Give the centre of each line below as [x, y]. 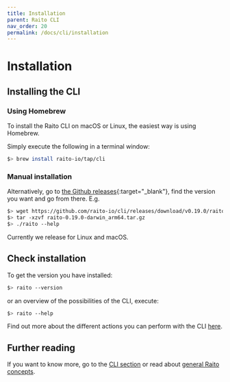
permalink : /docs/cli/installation [58, 33]
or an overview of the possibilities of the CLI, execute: [83, 301]
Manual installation [40, 177]
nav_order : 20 [27, 26]
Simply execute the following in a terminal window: [79, 147]
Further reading [41, 347]
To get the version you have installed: [60, 275]
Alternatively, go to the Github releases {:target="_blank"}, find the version [111, 192]
